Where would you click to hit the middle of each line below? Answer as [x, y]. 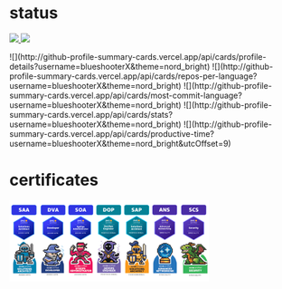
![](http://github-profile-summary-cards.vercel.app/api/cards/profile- [138, 56]
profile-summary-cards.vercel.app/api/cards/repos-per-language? [133, 76]
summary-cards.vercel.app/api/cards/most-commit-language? [126, 95]
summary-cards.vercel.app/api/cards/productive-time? [112, 133]
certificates [54, 180]
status [34, 13]
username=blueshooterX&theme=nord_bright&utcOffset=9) [121, 143]
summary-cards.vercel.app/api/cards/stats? [91, 114]
